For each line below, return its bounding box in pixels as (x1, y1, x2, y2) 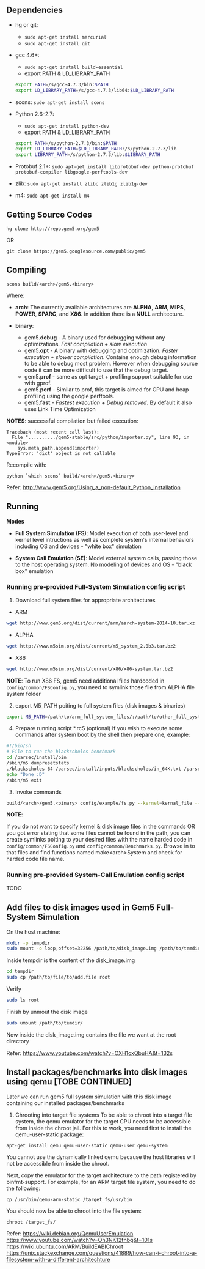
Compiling (6, 265, 47, 275)
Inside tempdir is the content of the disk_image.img (6, 956, 135, 964)
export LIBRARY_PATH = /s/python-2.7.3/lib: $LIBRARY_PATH (15, 152, 160, 158)
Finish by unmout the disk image (6, 1008, 88, 1015)
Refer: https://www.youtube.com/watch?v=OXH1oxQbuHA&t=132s (6, 1049, 173, 1057)
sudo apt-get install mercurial (24, 34, 107, 40)
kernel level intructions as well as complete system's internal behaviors (15, 536, 194, 543)
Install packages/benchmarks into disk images (6, 1067, 188, 1078)
